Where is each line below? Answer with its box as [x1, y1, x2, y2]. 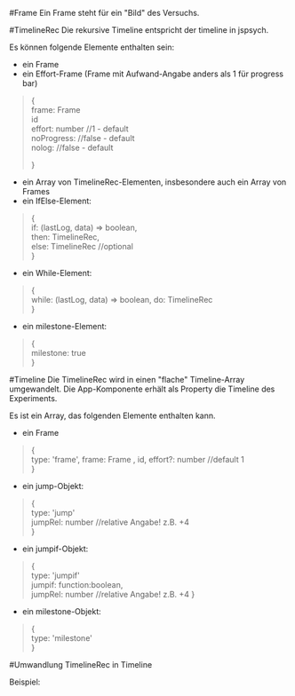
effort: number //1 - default [30, 123, 129, 134]
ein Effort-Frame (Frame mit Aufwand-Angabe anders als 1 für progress [21, 68, 284, 79]
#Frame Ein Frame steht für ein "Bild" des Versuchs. [9, 8, 200, 18]
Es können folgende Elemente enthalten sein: [9, 42, 175, 52]
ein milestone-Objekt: [21, 606, 101, 616]
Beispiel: [9, 676, 41, 687]
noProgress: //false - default [30, 133, 135, 143]
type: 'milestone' [30, 633, 93, 643]
